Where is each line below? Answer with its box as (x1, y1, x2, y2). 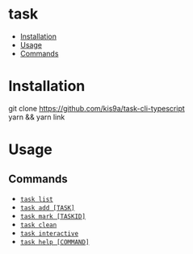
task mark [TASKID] (19, 212, 86, 220)
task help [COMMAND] (19, 238, 90, 246)
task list (19, 195, 54, 203)
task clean (19, 221, 57, 229)
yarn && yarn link (8, 112, 65, 122)
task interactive (19, 229, 79, 238)
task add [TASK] (19, 203, 75, 212)
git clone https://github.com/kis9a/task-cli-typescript (8, 103, 186, 113)
